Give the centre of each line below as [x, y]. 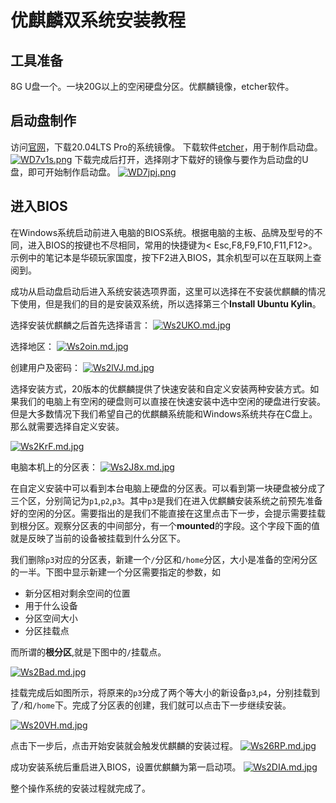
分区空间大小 [51, 618]
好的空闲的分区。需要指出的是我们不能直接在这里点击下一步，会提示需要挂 [163, 513]
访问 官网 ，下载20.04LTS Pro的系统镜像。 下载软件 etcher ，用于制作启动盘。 [166, 147]
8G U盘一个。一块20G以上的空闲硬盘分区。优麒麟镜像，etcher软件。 [152, 86]
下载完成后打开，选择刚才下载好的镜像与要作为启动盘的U [191, 159]
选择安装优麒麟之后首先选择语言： [80, 325]
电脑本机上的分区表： [54, 467]
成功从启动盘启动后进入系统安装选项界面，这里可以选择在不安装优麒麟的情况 [168, 291]
